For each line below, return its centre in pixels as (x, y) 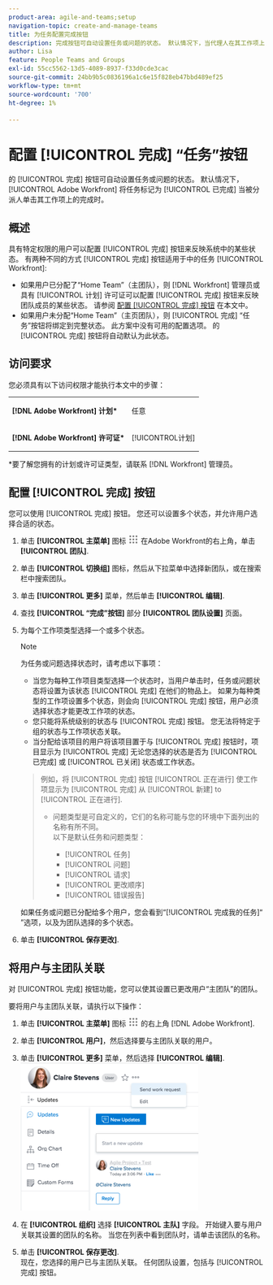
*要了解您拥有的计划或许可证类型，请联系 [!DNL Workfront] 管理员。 (123, 464)
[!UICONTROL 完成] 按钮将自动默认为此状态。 (97, 336)
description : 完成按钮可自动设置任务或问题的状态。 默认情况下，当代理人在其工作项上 (137, 43)
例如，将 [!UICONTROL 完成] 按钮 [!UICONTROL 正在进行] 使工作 (149, 779)
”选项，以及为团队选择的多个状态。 (79, 923)
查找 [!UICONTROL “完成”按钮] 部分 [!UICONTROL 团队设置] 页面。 (133, 613)
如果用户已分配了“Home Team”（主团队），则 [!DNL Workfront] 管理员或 (140, 285)
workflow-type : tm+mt (45, 85)
